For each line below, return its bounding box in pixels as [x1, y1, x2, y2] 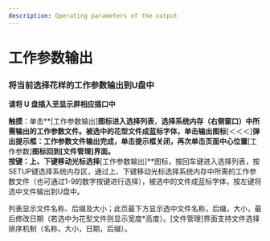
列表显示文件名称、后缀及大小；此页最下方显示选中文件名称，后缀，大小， [8, 204, 255, 214]
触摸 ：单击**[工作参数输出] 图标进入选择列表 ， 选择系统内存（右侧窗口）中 [8, 116, 253, 126]
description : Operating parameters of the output [8, 11, 178, 20]
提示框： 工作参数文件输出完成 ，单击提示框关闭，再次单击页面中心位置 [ [14, 137, 251, 146]
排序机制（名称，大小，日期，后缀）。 [8, 224, 132, 234]
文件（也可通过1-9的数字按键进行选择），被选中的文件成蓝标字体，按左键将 [14, 177, 262, 186]
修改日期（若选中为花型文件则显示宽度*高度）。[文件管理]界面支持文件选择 [14, 214, 260, 223]
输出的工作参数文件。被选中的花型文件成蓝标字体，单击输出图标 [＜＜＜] [14, 126, 253, 137]
